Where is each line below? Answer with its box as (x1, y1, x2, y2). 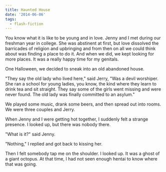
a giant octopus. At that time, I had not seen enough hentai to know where (5, 156, 157, 162)
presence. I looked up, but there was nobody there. (5, 121, 111, 127)
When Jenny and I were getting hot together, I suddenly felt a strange (5, 116, 148, 122)
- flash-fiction (9, 21, 43, 26)
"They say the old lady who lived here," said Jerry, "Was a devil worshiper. (5, 75, 158, 81)
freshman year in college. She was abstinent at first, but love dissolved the (5, 40, 159, 46)
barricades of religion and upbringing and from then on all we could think (5, 45, 156, 51)
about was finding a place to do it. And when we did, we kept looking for (5, 51, 154, 57)
